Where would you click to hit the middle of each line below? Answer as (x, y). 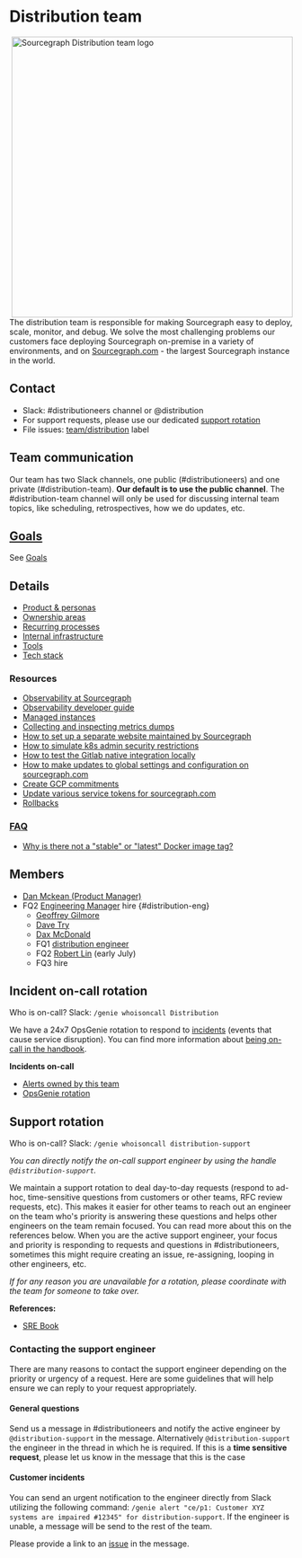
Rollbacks (40, 803)
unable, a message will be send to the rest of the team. (111, 1526)
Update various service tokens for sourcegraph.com (119, 793)
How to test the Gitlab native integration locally (109, 756)
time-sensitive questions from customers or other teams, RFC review (155, 1198)
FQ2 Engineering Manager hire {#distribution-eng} (115, 906)
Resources (33, 678)
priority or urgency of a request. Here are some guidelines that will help (142, 1378)
